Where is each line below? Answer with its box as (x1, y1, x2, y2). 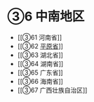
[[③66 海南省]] (17, 77, 63, 85)
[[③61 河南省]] (17, 33, 62, 42)
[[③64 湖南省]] (17, 59, 64, 68)
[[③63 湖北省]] (17, 51, 63, 59)
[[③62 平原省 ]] (17, 42, 63, 50)
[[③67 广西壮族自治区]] (17, 86, 88, 94)
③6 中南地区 (7, 8, 85, 25)
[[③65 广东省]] (17, 68, 63, 77)
